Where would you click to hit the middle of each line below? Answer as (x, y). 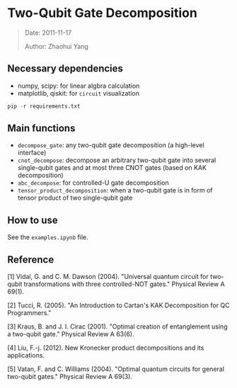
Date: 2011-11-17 (48, 33)
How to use (33, 220)
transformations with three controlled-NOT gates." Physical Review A (124, 284)
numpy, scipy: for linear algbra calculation (79, 86)
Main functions (41, 129)
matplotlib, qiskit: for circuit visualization (78, 93)
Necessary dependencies (65, 69)
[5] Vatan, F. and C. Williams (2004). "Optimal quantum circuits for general (116, 369)
